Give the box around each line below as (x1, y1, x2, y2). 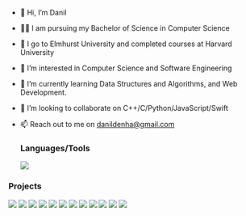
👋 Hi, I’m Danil (19, 8, 67, 17)
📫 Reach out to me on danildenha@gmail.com (19, 120, 175, 129)
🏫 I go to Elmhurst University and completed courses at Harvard (19, 39, 232, 49)
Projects (8, 180, 42, 192)
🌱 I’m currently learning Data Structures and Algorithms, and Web (19, 79, 238, 88)
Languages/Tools (19, 142, 90, 154)
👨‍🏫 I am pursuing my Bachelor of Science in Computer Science (19, 23, 230, 32)
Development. (19, 87, 67, 97)
